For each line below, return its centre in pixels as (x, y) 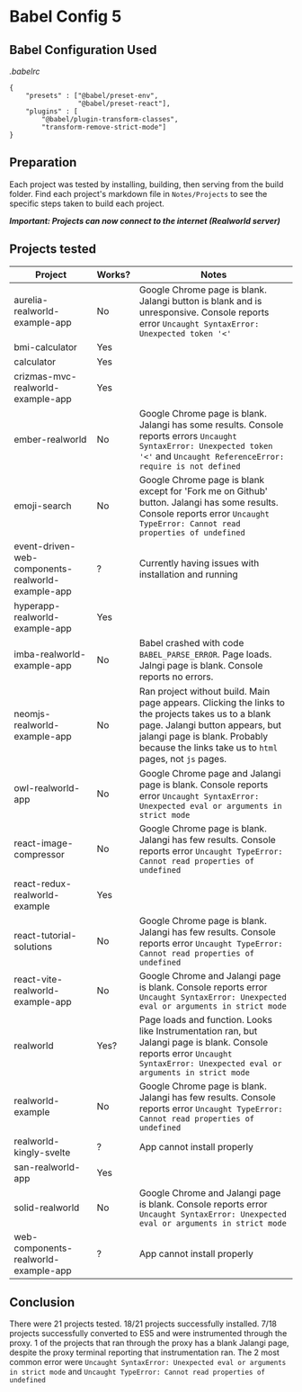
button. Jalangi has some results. (209, 502)
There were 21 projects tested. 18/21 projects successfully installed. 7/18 (143, 1324)
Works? (114, 274)
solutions (33, 947)
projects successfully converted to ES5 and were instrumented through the (148, 1334)
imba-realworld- (50, 654)
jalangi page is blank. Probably (204, 736)
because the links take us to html (209, 747)
